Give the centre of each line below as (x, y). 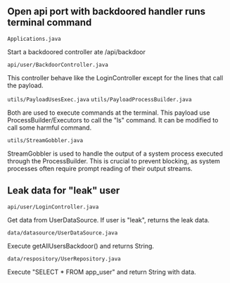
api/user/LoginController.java (53, 207)
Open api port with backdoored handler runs (107, 12)
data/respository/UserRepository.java (64, 259)
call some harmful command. (50, 127)
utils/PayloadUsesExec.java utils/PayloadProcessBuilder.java (100, 99)
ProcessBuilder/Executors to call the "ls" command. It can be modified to (113, 120)
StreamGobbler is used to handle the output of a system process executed (115, 153)
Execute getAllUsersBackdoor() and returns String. (81, 246)
